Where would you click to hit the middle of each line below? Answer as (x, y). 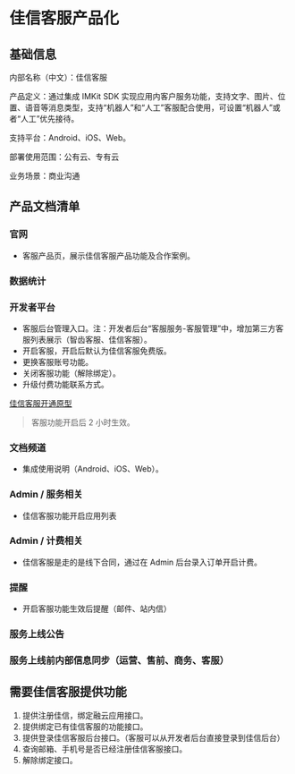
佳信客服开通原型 (41, 403)
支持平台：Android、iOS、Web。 (70, 138)
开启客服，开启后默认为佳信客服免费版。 (97, 351)
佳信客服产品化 (64, 18)
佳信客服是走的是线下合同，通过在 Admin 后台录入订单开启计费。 (142, 562)
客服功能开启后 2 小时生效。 (83, 422)
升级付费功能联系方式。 (65, 384)
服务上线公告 (37, 634)
